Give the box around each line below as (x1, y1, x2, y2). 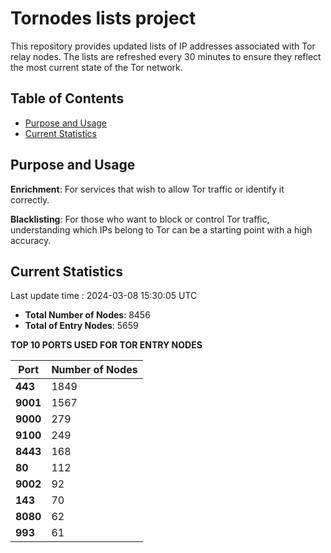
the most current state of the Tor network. (10, 61, 183, 73)
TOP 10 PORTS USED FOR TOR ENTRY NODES (10, 339, 203, 351)
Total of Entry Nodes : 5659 (24, 320, 139, 332)
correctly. (10, 193, 50, 206)
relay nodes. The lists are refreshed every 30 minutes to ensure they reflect (10, 50, 322, 62)
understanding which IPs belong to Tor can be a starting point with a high (10, 223, 313, 236)
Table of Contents (10, 90, 125, 107)
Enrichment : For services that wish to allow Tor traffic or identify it (10, 183, 285, 195)
